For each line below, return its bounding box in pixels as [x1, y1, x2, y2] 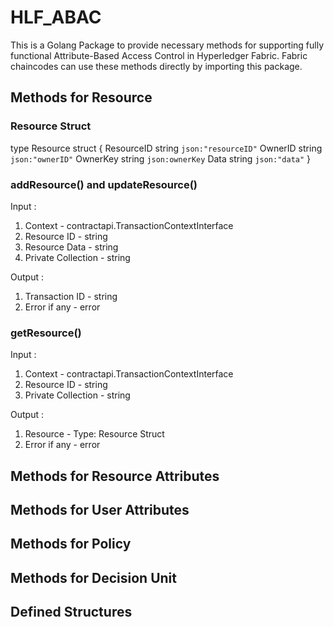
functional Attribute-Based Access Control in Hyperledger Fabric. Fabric [10, 49, 308, 61]
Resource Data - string [24, 241, 119, 253]
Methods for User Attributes [10, 502, 190, 518]
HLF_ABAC [10, 6, 102, 29]
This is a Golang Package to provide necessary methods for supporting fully [10, 39, 325, 51]
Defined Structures [10, 604, 133, 621]
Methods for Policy [10, 536, 132, 553]
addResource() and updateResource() [10, 177, 198, 191]
